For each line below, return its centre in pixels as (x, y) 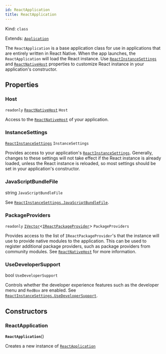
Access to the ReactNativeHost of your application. (57, 120)
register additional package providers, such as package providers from (78, 246)
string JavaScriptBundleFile (34, 192)
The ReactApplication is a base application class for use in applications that (83, 48)
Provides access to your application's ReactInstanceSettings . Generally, (79, 153)
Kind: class (17, 28)
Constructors (26, 311)
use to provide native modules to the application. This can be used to (76, 241)
